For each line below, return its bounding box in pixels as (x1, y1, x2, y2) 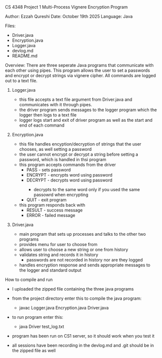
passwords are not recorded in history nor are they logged (26, 257, 143, 262)
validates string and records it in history (19, 252, 98, 258)
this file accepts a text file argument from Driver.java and (19, 97, 133, 102)
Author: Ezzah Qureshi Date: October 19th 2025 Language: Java (5, 14, 133, 19)
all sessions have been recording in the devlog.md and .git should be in (12, 342, 154, 348)
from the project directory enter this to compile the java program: (12, 295, 142, 301)
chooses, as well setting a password (19, 146, 92, 152)
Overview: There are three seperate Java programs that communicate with (5, 63, 154, 68)
